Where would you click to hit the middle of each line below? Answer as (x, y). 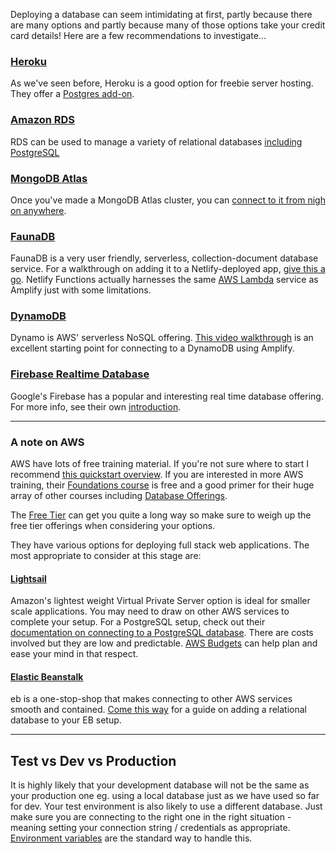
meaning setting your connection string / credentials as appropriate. (150, 828)
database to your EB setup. (66, 720)
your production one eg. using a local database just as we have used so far (165, 796)
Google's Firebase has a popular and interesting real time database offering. (167, 396)
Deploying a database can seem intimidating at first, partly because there (161, 14)
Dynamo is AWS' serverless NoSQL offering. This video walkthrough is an (162, 338)
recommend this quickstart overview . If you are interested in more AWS (157, 475)
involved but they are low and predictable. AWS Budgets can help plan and (164, 643)
